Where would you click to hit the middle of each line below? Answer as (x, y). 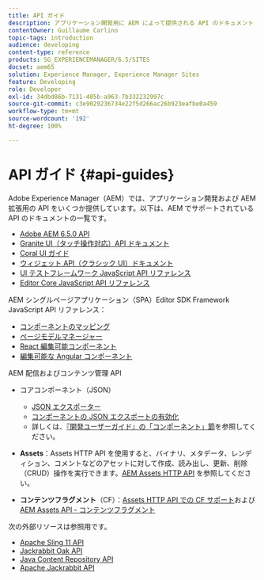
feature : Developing (42, 82)
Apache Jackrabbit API (57, 567)
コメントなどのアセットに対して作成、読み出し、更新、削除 (151, 463)
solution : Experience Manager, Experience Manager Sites (104, 74)
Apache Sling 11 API (52, 542)
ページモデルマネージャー (61, 336)
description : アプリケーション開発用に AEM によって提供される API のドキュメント (131, 23)
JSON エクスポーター (66, 406)
